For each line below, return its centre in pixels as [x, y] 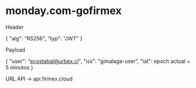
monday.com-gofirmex [64, 11]
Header [15, 27]
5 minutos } [19, 67]
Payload [15, 50]
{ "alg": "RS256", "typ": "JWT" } [44, 38]
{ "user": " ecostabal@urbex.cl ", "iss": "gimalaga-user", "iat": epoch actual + [98, 61]
